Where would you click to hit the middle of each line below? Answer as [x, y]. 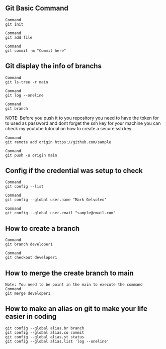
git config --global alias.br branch [45, 328]
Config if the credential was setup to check [74, 171]
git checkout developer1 [31, 258]
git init [14, 24]
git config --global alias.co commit [45, 332]
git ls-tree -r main [27, 82]
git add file [19, 37]
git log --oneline [24, 95]
